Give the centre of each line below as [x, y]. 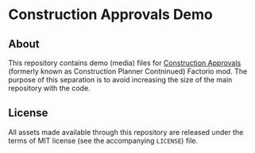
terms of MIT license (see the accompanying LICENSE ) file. [103, 140]
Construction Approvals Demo [110, 15]
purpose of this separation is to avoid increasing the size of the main [120, 80]
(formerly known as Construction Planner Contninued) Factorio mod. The [128, 71]
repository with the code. [49, 88]
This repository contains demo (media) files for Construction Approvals [125, 63]
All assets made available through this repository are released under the [126, 132]
